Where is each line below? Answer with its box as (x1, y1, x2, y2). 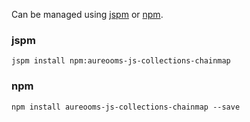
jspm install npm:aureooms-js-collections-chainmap (11, 56, 231, 66)
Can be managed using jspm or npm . (11, 9, 164, 20)
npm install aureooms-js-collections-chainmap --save (11, 102, 241, 112)
